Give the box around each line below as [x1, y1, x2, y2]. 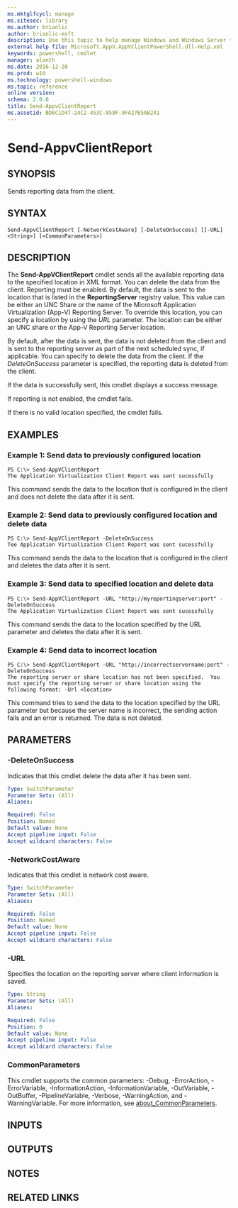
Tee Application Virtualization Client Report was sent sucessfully [7, 541, 214, 548]
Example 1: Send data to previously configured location [7, 450, 201, 460]
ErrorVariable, [7, 1083, 48, 1092]
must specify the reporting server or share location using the [7, 680, 201, 687]
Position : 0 [7, 1023, 42, 1031]
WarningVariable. [7, 1099, 58, 1107]
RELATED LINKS [7, 1192, 79, 1204]
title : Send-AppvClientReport [7, 103, 97, 110]
